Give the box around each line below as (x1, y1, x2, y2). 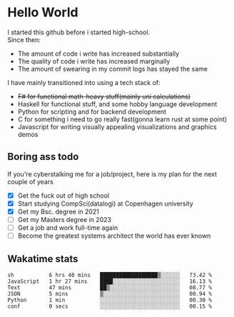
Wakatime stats (7, 253, 78, 265)
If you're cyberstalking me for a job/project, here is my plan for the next (7, 169, 218, 178)
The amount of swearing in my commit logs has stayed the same (17, 64, 208, 73)
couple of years (7, 177, 54, 186)
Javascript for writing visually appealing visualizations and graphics (17, 122, 218, 131)
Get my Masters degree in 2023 (17, 215, 112, 223)
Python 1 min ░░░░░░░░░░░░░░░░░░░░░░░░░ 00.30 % (7, 296, 213, 303)
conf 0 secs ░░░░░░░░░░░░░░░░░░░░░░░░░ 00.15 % (7, 303, 213, 310)
